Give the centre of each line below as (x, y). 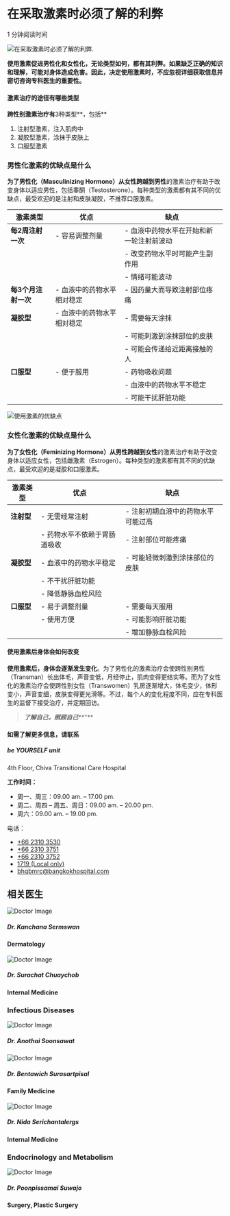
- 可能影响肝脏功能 (156, 619)
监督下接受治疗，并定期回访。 (61, 702)
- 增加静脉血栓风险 (156, 632)
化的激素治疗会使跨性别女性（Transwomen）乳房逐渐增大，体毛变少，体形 (112, 685)
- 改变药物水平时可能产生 (165, 254)
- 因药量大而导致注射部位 (165, 290)
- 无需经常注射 (65, 516)
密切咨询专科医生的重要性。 (46, 80)
